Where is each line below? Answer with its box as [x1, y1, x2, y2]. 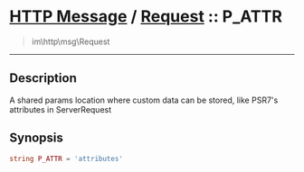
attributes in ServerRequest [9, 104, 112, 114]
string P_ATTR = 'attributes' [9, 154, 124, 163]
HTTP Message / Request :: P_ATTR [9, 6, 283, 27]
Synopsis [9, 131, 63, 146]
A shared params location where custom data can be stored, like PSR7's [9, 95, 279, 105]
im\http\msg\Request [31, 36, 110, 47]
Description [9, 70, 77, 86]
